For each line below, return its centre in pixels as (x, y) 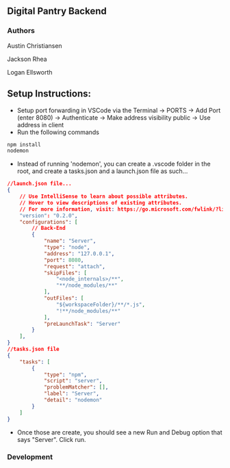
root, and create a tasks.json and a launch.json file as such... (102, 171)
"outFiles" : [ (64, 298)
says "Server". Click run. (52, 439)
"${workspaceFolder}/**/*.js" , (101, 304)
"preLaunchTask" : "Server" (82, 324)
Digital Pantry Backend (57, 11)
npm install (24, 144)
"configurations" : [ (49, 222)
